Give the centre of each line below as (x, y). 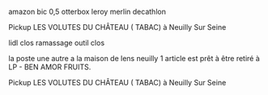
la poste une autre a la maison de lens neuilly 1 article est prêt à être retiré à (134, 58)
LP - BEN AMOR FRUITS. (50, 67)
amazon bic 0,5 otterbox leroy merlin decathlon (87, 12)
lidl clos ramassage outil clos (57, 43)
